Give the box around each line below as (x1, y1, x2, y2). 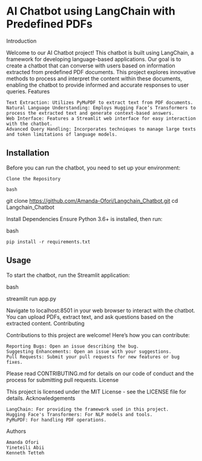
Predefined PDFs (6, 17, 93, 31)
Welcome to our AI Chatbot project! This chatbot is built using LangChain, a (6, 49, 194, 56)
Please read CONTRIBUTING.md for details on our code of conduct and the (6, 369, 194, 377)
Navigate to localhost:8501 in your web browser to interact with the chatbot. (6, 307, 195, 314)
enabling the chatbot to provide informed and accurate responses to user (6, 81, 189, 89)
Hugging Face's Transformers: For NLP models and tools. (6, 411, 153, 417)
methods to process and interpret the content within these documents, (6, 75, 183, 82)
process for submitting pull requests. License (6, 376, 119, 383)
